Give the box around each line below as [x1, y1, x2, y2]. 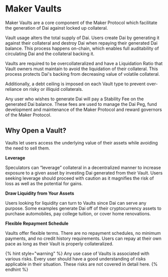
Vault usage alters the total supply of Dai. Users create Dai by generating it [5, 35, 159, 41]
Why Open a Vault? [5, 126, 67, 135]
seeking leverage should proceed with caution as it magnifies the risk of [5, 175, 154, 181]
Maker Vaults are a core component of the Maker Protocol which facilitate [5, 20, 157, 26]
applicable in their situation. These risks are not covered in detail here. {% [5, 261, 158, 267]
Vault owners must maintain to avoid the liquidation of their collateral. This [5, 66, 158, 72]
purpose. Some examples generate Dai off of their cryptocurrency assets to [5, 205, 162, 211]
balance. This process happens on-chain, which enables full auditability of [5, 45, 159, 51]
